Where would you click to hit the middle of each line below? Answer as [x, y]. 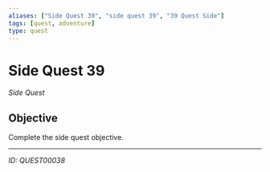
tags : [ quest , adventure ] [51, 23]
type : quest [28, 31]
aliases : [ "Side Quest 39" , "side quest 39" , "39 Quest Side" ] [117, 16]
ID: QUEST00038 [37, 161]
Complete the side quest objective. [66, 137]
